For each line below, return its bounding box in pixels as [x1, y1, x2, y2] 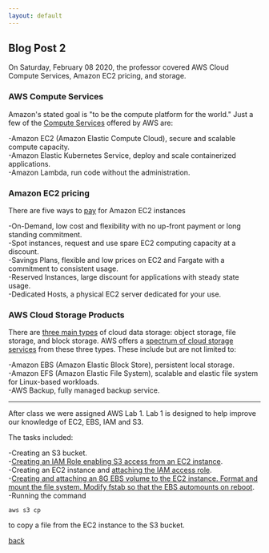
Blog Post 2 [8, 42, 66, 55]
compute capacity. [8, 142, 70, 151]
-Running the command [8, 490, 86, 501]
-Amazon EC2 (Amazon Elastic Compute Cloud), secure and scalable [8, 133, 236, 143]
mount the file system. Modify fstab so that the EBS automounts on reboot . [8, 482, 255, 492]
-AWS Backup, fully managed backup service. [8, 385, 160, 395]
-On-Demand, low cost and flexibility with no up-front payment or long [8, 221, 242, 231]
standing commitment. [8, 230, 82, 240]
